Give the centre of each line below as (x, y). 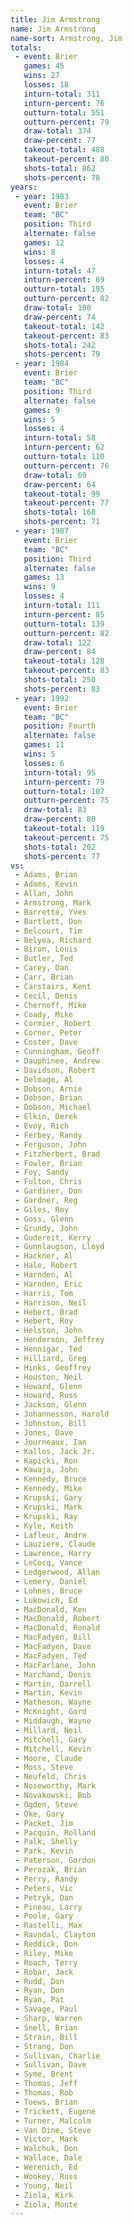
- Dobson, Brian (48, 1098)
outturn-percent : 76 (66, 466)
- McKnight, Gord (50, 1712)
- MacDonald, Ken (50, 1609)
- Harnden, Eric (48, 1284)
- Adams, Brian (46, 875)
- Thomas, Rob (44, 2093)
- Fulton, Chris (48, 1182)
